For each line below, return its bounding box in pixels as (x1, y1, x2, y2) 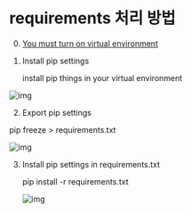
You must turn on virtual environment (21, 37, 158, 49)
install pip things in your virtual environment (21, 72, 183, 83)
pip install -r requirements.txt (21, 176, 129, 187)
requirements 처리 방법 (9, 8, 176, 29)
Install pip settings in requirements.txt (21, 159, 161, 169)
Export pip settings (21, 107, 92, 118)
